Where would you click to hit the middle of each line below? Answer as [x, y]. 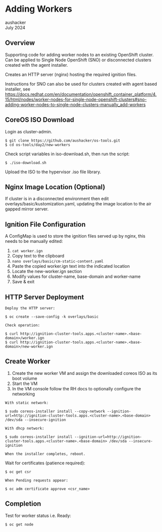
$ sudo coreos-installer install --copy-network [55, 411]
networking [24, 394]
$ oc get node [19, 524]
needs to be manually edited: [34, 241]
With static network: [27, 403]
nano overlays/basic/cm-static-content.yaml [58, 261]
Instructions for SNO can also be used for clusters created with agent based [81, 84]
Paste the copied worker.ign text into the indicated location [71, 266]
